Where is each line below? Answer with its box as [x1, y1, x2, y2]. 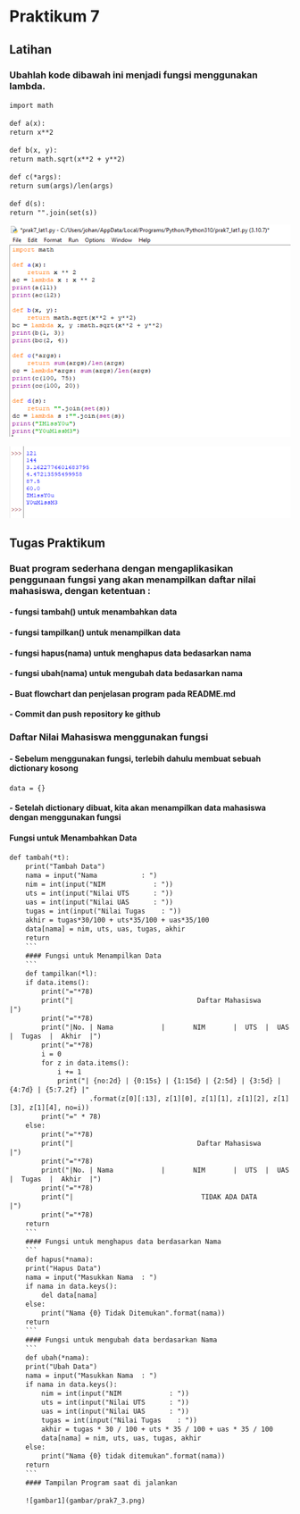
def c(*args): [9, 172, 62, 181]
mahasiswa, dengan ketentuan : [9, 584, 152, 597]
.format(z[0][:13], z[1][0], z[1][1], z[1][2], [88, 1094, 270, 1104]
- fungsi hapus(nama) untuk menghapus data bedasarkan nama [9, 648, 252, 658]
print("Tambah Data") [25, 862, 105, 872]
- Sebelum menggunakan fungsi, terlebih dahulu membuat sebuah [9, 753, 262, 764]
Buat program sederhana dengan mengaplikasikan [9, 562, 234, 574]
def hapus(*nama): [25, 1255, 94, 1265]
